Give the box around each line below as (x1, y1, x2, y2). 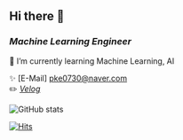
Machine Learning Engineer (9, 35, 131, 48)
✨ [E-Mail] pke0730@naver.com (9, 73, 127, 83)
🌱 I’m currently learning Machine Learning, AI (9, 55, 175, 66)
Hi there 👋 (9, 9, 65, 24)
